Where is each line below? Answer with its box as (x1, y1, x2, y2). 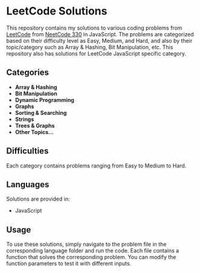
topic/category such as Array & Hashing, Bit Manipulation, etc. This (6, 43, 173, 51)
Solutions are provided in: (6, 195, 70, 203)
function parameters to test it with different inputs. (6, 260, 132, 267)
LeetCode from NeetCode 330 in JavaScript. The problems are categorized (6, 30, 195, 37)
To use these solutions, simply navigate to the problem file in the (6, 240, 167, 248)
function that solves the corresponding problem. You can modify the (6, 254, 176, 261)
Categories (6, 68, 50, 78)
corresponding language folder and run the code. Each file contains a (6, 247, 179, 254)
